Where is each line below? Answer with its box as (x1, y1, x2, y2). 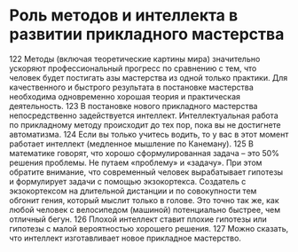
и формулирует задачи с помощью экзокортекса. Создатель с (9, 176, 247, 186)
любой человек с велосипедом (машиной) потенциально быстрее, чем (9, 204, 281, 215)
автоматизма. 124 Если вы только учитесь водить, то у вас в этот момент (9, 129, 289, 139)
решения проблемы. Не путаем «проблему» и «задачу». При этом (9, 157, 263, 168)
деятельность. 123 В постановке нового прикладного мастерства (9, 100, 258, 111)
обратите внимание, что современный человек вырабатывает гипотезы (9, 166, 284, 177)
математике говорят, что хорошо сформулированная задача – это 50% (9, 147, 279, 158)
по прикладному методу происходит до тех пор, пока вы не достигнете (9, 119, 281, 130)
